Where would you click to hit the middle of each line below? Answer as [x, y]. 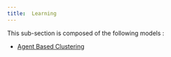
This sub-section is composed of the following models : [86, 33]
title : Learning [32, 13]
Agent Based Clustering [50, 46]
